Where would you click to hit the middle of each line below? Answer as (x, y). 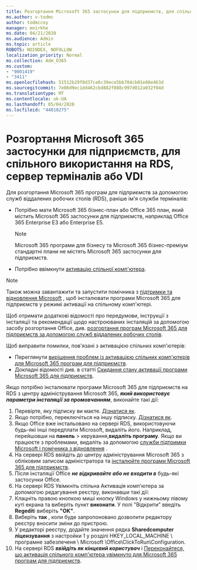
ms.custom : (19, 66)
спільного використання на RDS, (90, 163)
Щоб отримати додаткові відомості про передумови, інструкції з (87, 316)
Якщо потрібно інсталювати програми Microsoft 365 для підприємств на (97, 387)
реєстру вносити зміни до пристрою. (61, 524)
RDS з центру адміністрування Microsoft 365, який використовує (88, 393)
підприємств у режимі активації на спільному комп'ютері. (79, 304)
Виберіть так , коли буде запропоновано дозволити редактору (93, 517)
